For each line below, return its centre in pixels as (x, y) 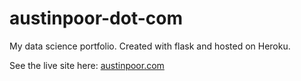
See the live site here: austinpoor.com (87, 65)
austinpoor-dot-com (96, 18)
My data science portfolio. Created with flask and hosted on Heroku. (150, 46)
